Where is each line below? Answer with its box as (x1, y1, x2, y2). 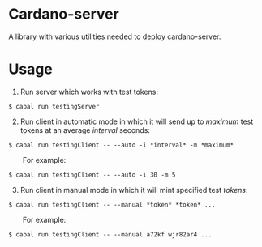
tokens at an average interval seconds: (19, 125, 150, 134)
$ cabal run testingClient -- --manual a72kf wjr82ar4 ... (8, 230, 213, 239)
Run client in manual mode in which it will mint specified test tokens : (19, 185, 248, 194)
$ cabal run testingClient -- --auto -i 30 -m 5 (8, 171, 176, 179)
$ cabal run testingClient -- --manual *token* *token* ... (8, 200, 217, 209)
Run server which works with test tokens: (19, 87, 158, 96)
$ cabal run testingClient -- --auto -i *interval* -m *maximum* (8, 141, 234, 149)
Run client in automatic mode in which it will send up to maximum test (19, 117, 254, 126)
